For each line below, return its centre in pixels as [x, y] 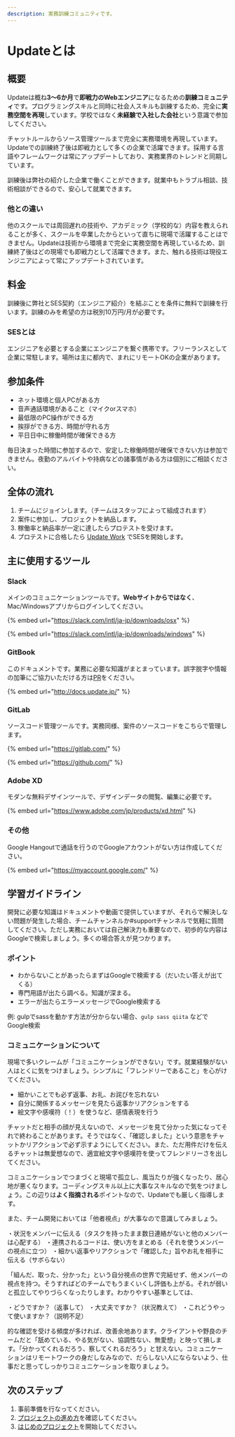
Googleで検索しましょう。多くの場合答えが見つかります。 [91, 938]
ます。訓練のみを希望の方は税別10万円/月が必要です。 [90, 312]
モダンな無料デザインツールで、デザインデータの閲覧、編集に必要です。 [112, 797]
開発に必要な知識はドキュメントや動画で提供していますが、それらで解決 [112, 912]
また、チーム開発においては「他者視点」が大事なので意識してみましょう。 [114, 1218]
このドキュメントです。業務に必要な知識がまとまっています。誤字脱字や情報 [117, 669]
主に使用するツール [49, 561]
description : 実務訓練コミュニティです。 [61, 14]
